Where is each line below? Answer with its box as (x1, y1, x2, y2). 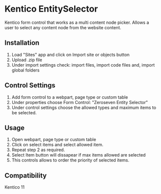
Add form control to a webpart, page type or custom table (11, 94, 128, 100)
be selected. (11, 109, 37, 115)
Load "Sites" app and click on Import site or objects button (11, 52, 130, 57)
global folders (11, 67, 40, 73)
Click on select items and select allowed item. (11, 142, 103, 148)
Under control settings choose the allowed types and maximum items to (11, 105, 157, 110)
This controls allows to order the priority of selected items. (11, 157, 130, 163)
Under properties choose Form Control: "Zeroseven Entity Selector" (11, 99, 148, 105)
